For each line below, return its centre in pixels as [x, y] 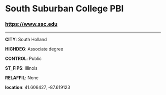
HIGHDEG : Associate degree [34, 49]
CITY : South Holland [26, 40]
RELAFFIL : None [22, 78]
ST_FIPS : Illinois [21, 68]
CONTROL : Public [23, 59]
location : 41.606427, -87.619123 [38, 88]
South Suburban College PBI [64, 9]
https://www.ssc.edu [31, 24]
